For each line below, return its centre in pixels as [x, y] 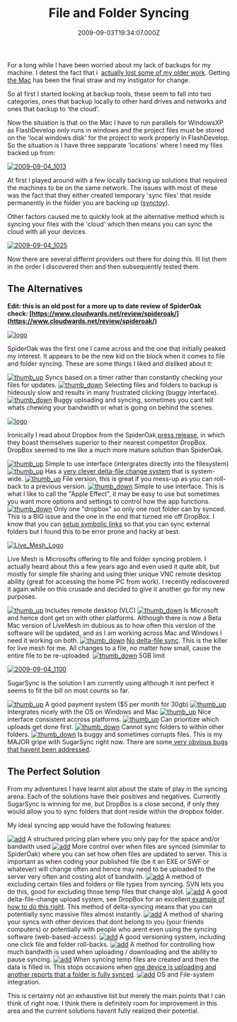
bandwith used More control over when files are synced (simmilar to [117, 846]
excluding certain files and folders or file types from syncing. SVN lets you [116, 884]
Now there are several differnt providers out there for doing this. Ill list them [117, 259]
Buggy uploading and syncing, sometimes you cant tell [133, 400]
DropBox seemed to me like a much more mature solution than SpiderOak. [115, 450]
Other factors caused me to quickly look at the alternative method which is [116, 216]
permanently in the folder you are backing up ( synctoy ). [88, 203]
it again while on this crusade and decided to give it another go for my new [116, 589]
